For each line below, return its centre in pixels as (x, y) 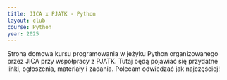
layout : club (26, 21)
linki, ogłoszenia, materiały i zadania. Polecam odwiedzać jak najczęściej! (114, 69)
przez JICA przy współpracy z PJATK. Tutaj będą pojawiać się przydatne (113, 62)
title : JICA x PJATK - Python (52, 14)
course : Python (30, 27)
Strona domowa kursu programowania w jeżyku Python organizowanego (113, 54)
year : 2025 (23, 34)
